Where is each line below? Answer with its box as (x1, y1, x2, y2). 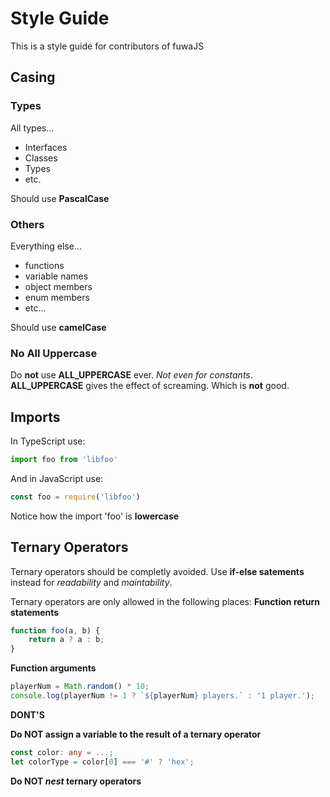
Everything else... (10, 240, 82, 252)
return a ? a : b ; (28, 635, 105, 645)
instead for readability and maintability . (10, 576, 173, 588)
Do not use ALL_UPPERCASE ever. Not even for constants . (10, 369, 253, 381)
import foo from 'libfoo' (10, 455, 118, 465)
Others (10, 217, 45, 231)
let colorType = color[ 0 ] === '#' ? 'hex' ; (10, 757, 195, 767)
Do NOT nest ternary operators (10, 775, 142, 787)
